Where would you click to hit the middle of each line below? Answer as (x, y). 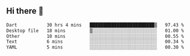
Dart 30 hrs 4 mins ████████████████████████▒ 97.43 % (95, 25)
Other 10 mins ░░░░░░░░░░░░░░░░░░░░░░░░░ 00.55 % (95, 36)
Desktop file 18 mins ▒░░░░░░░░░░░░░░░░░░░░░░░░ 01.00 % (95, 31)
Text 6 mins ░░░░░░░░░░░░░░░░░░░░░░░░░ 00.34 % (95, 42)
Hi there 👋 (25, 11)
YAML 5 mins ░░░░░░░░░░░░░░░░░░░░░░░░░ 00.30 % (95, 48)
